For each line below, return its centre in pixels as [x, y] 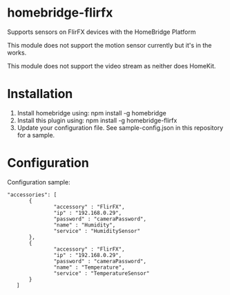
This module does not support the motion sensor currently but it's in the [109, 45]
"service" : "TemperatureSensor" [102, 273]
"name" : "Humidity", [85, 225]
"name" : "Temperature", [89, 267]
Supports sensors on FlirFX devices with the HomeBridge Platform [102, 32]
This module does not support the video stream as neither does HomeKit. [112, 66]
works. [17, 53]
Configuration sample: [39, 182]
